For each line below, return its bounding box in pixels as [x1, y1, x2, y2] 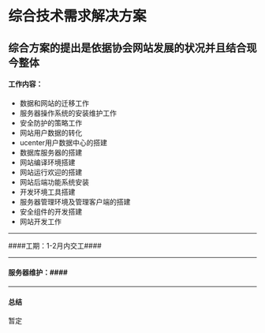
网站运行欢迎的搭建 [19, 167, 83, 177]
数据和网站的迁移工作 [19, 98, 89, 107]
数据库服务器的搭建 [19, 148, 83, 157]
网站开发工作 [19, 216, 62, 226]
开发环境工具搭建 [19, 187, 76, 196]
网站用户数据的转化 [19, 128, 83, 137]
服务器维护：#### [8, 268, 69, 277]
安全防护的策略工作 [19, 118, 83, 127]
